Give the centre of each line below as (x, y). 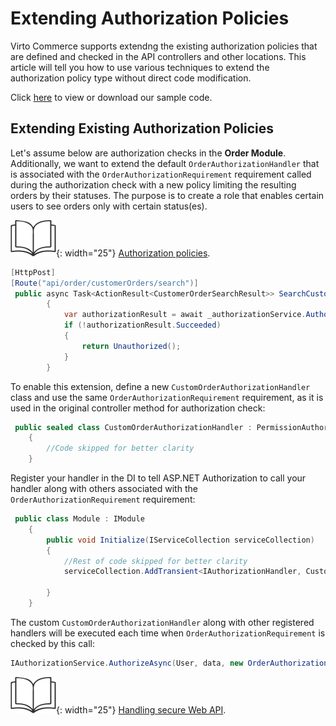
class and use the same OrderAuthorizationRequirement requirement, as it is (167, 397)
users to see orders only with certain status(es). (109, 206)
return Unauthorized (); (131, 346)
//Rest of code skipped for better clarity (155, 561)
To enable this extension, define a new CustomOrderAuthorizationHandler (160, 386)
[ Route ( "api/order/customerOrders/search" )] (104, 283)
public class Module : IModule (79, 519)
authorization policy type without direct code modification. (131, 78)
